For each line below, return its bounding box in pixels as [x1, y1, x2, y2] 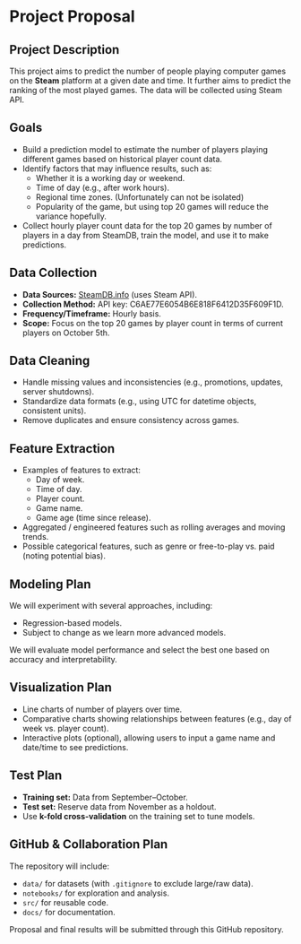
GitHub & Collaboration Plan [9, 836, 168, 853]
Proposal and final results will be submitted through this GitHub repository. [9, 923, 284, 934]
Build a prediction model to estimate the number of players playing [21, 143, 269, 154]
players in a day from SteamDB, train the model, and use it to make [21, 230, 269, 240]
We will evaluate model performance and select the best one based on [9, 645, 271, 655]
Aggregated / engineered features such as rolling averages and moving [21, 522, 286, 533]
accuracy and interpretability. [9, 654, 118, 665]
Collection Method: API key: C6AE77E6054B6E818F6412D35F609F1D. [21, 299, 284, 309]
